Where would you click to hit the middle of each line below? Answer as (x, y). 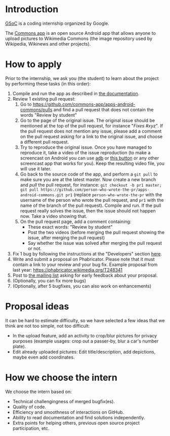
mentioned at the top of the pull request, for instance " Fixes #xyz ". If (92, 125)
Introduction (32, 9)
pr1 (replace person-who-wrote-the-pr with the (114, 194)
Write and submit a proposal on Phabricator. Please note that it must (83, 259)
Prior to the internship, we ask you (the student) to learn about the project (82, 78)
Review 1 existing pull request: (44, 99)
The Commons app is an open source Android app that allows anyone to (80, 33)
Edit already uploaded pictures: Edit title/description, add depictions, (84, 352)
